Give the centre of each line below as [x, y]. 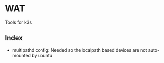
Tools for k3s [19, 22]
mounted [21, 55]
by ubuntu [42, 55]
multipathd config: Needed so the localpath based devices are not [80, 50]
